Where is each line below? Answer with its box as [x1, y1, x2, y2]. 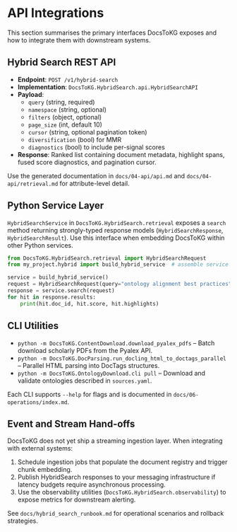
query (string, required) [28, 98, 95, 106]
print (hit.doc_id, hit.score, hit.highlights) [20, 300, 159, 307]
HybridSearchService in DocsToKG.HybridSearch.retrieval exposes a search [7, 218, 226, 227]
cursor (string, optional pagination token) [28, 127, 147, 136]
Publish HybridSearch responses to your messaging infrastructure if [17, 473, 216, 482]
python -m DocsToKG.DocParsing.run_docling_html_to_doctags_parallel [17, 355, 227, 362]
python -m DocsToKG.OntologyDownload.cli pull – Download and [17, 369, 206, 377]
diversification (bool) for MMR [28, 135, 122, 144]
